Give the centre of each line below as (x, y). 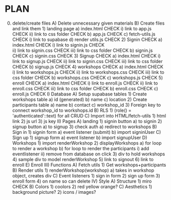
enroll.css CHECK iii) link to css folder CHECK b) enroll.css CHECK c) (85, 88)
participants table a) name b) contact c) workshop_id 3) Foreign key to (87, 105)
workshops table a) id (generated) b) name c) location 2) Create (80, 99)
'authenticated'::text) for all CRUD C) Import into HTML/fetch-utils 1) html (89, 115)
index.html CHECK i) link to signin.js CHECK (58, 45)
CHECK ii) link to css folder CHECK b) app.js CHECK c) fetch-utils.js (84, 34)
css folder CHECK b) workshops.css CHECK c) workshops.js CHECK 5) (88, 77)
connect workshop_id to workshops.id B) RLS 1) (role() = (72, 110)
